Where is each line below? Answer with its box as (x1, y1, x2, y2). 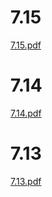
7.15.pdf (10, 39, 42, 51)
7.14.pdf (10, 107, 42, 119)
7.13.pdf (10, 175, 42, 187)
